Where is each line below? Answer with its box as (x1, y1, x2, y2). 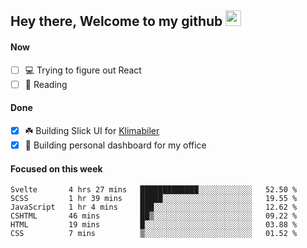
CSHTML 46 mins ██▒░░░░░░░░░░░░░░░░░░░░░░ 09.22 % (10, 211, 298, 221)
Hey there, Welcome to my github (10, 13, 223, 30)
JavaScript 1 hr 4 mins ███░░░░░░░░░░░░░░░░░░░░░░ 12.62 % (10, 202, 298, 213)
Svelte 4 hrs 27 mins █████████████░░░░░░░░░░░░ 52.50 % (10, 185, 298, 195)
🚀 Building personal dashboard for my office (24, 139, 207, 151)
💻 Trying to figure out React (24, 64, 142, 76)
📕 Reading (24, 78, 68, 90)
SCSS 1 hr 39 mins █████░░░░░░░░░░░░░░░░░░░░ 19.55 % (10, 194, 298, 204)
